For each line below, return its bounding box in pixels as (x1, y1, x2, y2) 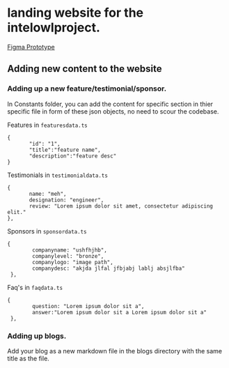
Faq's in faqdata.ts (7, 283, 63, 291)
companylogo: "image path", (32, 259, 113, 266)
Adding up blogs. (7, 331, 67, 341)
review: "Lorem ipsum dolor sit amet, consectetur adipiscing (29, 202, 214, 210)
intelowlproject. (7, 20, 101, 36)
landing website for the (7, 5, 144, 21)
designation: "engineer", (29, 197, 104, 204)
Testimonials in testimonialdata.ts (7, 171, 108, 179)
